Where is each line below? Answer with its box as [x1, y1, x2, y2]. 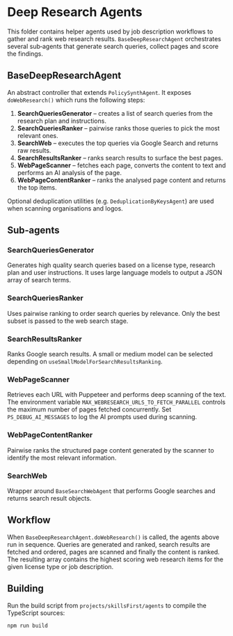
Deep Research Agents [7, 4, 143, 20]
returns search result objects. [7, 494, 92, 502]
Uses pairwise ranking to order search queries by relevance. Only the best [7, 309, 220, 317]
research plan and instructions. [17, 116, 106, 125]
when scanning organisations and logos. [7, 204, 123, 213]
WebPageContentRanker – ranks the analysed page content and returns [17, 176, 226, 184]
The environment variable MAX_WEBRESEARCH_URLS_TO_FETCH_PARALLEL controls [7, 398, 226, 407]
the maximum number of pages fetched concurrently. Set [7, 405, 172, 414]
